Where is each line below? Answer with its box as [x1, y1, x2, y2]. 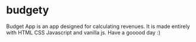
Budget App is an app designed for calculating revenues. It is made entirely [6, 23, 190, 30]
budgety [6, 3, 49, 17]
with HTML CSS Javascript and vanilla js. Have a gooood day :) [6, 29, 160, 36]
